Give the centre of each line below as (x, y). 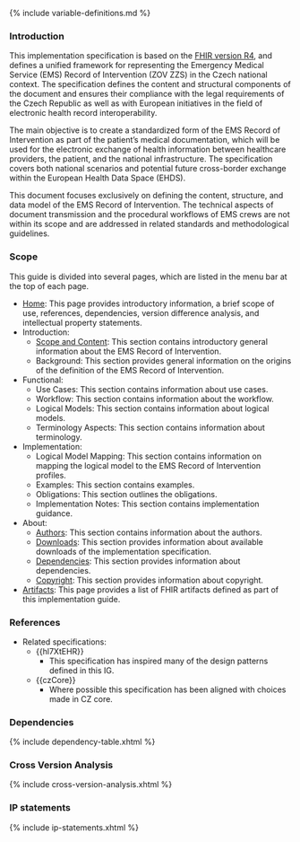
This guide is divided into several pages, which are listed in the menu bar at (149, 276)
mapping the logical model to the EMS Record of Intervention (148, 465)
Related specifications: (64, 642)
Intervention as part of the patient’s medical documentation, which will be (145, 140)
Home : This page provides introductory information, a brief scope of (148, 303)
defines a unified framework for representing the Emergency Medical (137, 66)
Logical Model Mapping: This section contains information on (149, 456)
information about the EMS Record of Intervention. (129, 351)
